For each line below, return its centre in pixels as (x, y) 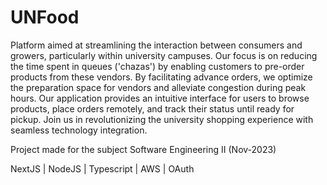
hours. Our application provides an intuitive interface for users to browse (160, 98)
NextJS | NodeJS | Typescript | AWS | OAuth (102, 168)
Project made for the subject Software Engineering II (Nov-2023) (143, 149)
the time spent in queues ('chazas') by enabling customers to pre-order (157, 66)
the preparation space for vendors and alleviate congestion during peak (158, 87)
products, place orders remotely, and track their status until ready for (152, 108)
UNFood (45, 17)
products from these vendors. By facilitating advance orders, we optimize (161, 77)
